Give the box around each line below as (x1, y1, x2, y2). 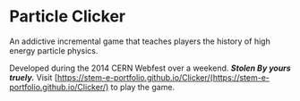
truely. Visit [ (9, 72, 58, 82)
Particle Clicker (9, 6, 126, 27)
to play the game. (110, 81, 176, 92)
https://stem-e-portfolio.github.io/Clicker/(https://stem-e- (56, 72, 270, 82)
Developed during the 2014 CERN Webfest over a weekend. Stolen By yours (9, 63, 291, 73)
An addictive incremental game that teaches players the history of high (9, 36, 270, 46)
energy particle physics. (9, 45, 99, 55)
